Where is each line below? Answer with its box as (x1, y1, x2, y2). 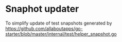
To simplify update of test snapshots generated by (5, 20, 112, 26)
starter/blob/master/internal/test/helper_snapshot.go (5, 31, 117, 37)
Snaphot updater (5, 3, 79, 15)
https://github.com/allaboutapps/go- (5, 25, 83, 31)
